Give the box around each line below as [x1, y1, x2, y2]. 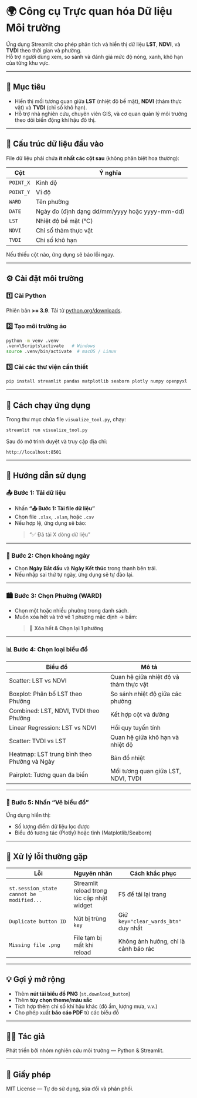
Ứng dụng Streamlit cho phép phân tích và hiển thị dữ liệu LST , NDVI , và [6, 41, 181, 48]
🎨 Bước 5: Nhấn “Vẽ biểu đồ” [6, 798, 89, 806]
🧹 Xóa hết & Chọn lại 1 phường [29, 625, 104, 632]
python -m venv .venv [6, 338, 59, 344]
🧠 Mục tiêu [6, 82, 46, 92]
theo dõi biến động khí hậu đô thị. [14, 116, 96, 124]
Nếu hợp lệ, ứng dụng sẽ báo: [14, 519, 87, 527]
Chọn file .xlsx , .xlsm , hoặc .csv [14, 513, 94, 520]
